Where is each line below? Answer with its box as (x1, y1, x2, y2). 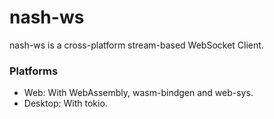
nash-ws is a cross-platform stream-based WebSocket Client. (9, 39, 264, 51)
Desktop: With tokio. (23, 97, 108, 110)
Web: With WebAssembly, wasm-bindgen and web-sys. (23, 87, 254, 99)
